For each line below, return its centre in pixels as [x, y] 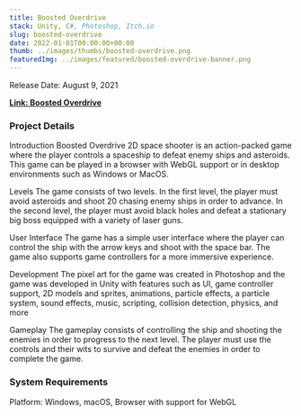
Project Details [42, 125]
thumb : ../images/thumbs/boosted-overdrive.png [100, 51]
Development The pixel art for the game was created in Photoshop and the [147, 275]
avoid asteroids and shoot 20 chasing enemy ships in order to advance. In [146, 201]
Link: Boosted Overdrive [55, 103]
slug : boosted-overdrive [56, 34]
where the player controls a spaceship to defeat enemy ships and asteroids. [150, 155]
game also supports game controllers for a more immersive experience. [142, 257]
